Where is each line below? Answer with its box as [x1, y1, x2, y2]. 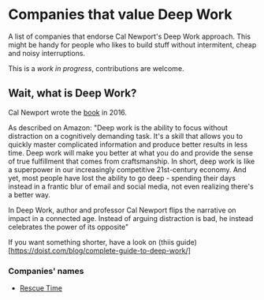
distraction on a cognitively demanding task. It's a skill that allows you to [8, 131, 244, 141]
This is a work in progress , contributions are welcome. [8, 63, 184, 73]
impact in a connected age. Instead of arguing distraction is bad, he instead [8, 213, 254, 223]
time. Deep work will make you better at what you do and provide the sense [8, 148, 254, 157]
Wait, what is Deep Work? [8, 87, 137, 100]
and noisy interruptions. [8, 48, 85, 58]
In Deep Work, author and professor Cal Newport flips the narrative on [8, 205, 236, 215]
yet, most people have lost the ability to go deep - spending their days [8, 173, 236, 182]
